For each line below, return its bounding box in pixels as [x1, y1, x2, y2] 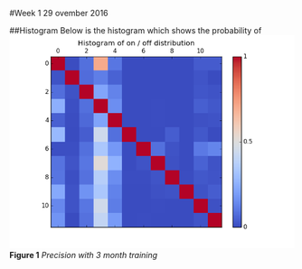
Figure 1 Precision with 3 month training [9, 250, 158, 260]
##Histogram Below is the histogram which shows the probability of [9, 25, 262, 35]
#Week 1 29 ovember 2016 [9, 8, 109, 18]
